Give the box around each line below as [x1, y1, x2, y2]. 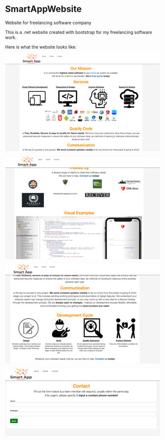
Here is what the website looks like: [5, 44, 77, 50]
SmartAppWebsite [5, 3, 82, 15]
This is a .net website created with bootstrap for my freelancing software [5, 29, 152, 35]
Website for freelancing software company [5, 20, 92, 26]
